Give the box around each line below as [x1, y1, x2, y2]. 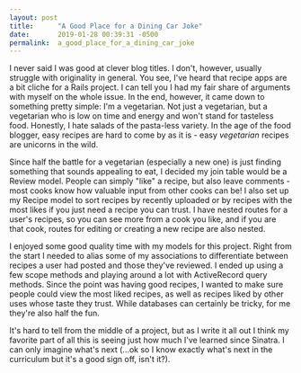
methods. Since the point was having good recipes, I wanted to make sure [9, 280, 284, 290]
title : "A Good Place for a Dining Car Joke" [9, 22, 203, 31]
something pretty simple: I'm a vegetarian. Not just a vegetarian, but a [9, 101, 268, 112]
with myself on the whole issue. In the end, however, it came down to [9, 92, 265, 102]
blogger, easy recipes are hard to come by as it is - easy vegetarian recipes [9, 129, 289, 140]
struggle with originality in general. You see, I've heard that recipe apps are [9, 73, 288, 84]
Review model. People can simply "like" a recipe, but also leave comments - [9, 176, 290, 187]
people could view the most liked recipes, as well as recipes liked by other [9, 289, 285, 299]
